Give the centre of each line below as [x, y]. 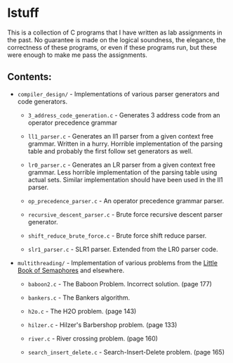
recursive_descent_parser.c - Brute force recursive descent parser [125, 214]
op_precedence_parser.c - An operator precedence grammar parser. [126, 200]
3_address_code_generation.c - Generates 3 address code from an [124, 115]
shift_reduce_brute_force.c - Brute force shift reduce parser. [117, 235]
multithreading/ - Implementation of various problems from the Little [117, 262]
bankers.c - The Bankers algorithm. [79, 298]
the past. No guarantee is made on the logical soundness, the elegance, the [116, 39]
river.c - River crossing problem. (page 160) [93, 338]
